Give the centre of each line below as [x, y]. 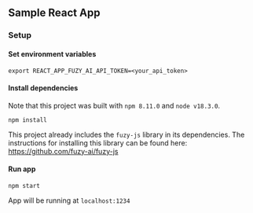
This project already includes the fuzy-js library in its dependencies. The [126, 134]
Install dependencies [43, 88]
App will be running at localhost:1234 [69, 200]
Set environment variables [52, 53]
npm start [24, 185]
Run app [22, 169]
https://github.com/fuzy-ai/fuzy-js [63, 151]
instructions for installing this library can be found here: [98, 143]
